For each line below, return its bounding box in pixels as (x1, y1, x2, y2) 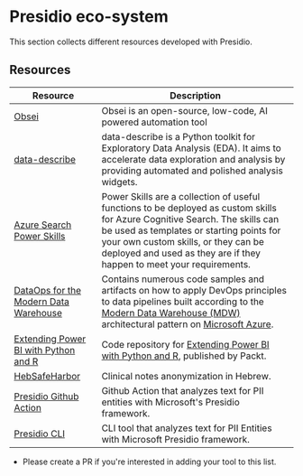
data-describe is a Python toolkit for (101, 130, 255, 143)
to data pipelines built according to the (101, 295, 264, 308)
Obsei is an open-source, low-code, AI (101, 104, 269, 117)
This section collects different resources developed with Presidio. (9, 36, 252, 47)
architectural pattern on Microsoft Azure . (101, 318, 274, 331)
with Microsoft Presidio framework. (101, 433, 251, 445)
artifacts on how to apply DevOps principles (101, 284, 287, 296)
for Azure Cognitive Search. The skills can (101, 212, 280, 225)
